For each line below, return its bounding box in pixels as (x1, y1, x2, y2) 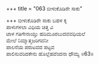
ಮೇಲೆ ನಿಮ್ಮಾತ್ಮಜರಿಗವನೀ (6, 37, 49, 44)
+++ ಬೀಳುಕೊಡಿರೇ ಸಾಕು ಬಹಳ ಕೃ (6, 17, 68, 24)
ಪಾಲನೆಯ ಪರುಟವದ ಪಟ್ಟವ (6, 44, 55, 50)
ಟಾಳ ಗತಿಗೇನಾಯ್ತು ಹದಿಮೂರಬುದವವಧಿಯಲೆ (6, 30, 86, 37)
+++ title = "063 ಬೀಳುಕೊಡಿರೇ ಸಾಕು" (6, 5, 83, 12)
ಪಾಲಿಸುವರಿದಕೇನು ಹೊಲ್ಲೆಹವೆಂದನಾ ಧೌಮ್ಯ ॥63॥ (6, 50, 94, 57)
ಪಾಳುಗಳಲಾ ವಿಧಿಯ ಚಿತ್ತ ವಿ (6, 24, 54, 30)
